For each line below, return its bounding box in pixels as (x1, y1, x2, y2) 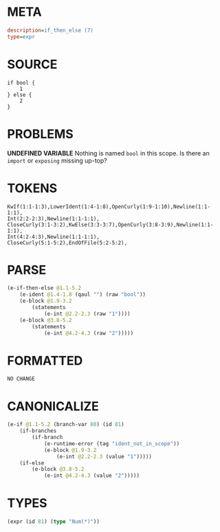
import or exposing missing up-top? (7, 156, 108, 164)
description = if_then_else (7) (7, 27, 94, 34)
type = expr (7, 33, 36, 40)
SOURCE (7, 56, 58, 72)
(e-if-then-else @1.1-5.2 (7, 285, 81, 292)
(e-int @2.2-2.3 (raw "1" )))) (43, 310, 131, 317)
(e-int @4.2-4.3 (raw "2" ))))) (43, 330, 134, 337)
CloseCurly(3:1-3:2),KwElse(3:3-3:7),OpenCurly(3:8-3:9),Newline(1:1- (7, 221, 214, 228)
